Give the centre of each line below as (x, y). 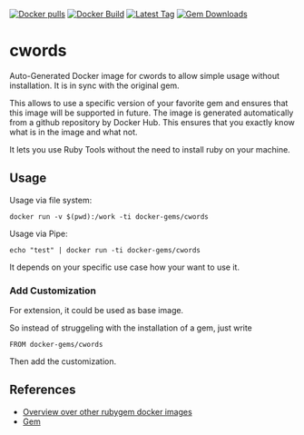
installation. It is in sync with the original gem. (94, 85)
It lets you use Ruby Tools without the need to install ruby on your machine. (150, 149)
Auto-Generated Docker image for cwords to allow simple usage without (144, 75)
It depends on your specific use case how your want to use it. (125, 267)
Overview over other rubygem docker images (107, 411)
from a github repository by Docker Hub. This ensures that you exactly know (152, 122)
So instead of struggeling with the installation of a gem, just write (131, 328)
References (43, 390)
